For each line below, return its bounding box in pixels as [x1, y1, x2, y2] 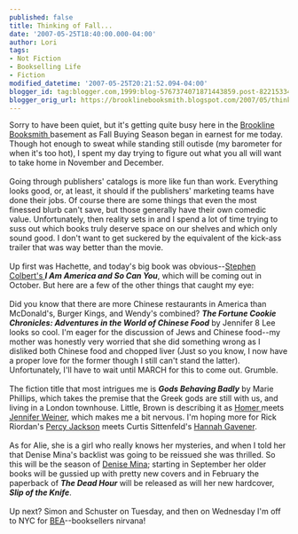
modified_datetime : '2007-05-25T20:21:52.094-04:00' [9, 79, 208, 88]
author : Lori [9, 37, 58, 47]
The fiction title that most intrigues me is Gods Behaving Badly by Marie [9, 383, 274, 395]
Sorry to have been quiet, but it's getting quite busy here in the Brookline [9, 120, 275, 130]
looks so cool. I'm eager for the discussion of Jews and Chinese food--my [9, 327, 281, 338]
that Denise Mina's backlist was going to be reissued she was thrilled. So [9, 450, 276, 460]
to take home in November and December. [9, 157, 164, 169]
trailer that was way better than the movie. [9, 242, 164, 253]
